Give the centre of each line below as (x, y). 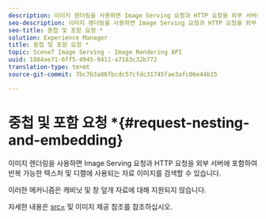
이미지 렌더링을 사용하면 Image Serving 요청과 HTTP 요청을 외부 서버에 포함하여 (133, 163)
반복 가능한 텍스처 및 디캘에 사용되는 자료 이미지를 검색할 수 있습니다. (115, 173)
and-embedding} (66, 140)
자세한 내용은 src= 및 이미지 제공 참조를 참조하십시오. (90, 206)
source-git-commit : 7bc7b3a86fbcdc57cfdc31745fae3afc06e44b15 (113, 74)
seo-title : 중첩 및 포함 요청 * (56, 30)
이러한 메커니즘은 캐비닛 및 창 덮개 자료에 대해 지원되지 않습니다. (108, 190)
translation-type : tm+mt (49, 67)
